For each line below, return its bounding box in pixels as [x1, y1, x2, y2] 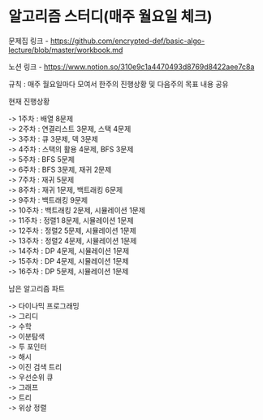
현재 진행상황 [8, 96, 50, 106]
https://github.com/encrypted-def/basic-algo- [50, 36, 205, 46]
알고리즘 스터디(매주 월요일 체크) [8, 7, 213, 26]
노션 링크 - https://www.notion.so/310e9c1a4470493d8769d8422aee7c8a [8, 62, 255, 72]
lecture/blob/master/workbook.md [8, 45, 123, 55]
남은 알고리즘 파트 [8, 283, 65, 293]
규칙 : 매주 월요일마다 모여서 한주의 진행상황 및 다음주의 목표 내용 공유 [8, 79, 229, 89]
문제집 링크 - [8, 36, 49, 46]
